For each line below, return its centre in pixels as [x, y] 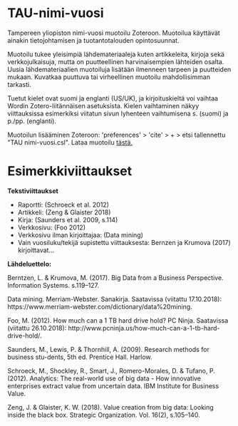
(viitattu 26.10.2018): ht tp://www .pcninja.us [70, 328]
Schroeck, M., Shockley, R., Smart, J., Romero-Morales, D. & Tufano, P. [111, 370]
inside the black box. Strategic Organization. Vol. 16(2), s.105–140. [104, 415]
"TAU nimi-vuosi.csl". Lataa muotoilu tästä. [70, 142]
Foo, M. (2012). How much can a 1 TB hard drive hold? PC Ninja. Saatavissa [118, 320]
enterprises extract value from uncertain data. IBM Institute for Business [113, 385]
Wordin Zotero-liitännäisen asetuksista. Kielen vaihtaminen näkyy [103, 105]
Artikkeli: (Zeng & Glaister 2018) [64, 212]
